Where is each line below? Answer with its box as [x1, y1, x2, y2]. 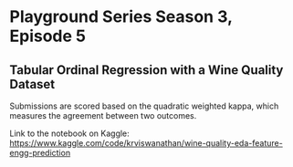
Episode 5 [9, 26, 87, 47]
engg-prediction [9, 148, 71, 158]
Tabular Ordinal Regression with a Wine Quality [9, 62, 284, 78]
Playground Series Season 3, [9, 6, 233, 27]
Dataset [9, 76, 56, 92]
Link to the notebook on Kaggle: [9, 128, 130, 139]
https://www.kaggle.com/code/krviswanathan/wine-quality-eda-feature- [9, 138, 283, 148]
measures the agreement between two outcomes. [9, 110, 197, 120]
